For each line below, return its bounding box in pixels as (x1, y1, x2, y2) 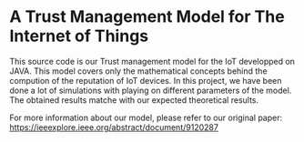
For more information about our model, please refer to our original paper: (9, 112, 283, 123)
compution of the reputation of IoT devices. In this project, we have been (9, 75, 282, 86)
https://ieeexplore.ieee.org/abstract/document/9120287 (9, 121, 218, 133)
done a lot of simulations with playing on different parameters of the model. (9, 85, 292, 96)
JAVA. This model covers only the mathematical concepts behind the (9, 66, 268, 76)
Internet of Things (9, 25, 149, 46)
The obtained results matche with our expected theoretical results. (9, 94, 259, 106)
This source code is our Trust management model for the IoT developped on (9, 56, 296, 66)
